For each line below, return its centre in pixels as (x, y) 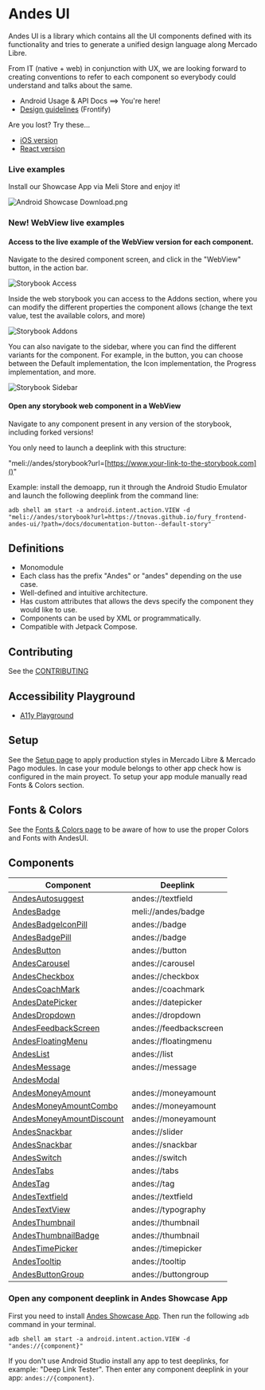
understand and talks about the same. (70, 85)
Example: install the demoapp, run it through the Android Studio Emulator (128, 486)
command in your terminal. (52, 1324)
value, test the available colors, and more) (77, 316)
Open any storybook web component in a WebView (95, 406)
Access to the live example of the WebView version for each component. (131, 242)
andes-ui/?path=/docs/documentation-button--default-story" (110, 524)
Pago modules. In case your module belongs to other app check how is (125, 768)
